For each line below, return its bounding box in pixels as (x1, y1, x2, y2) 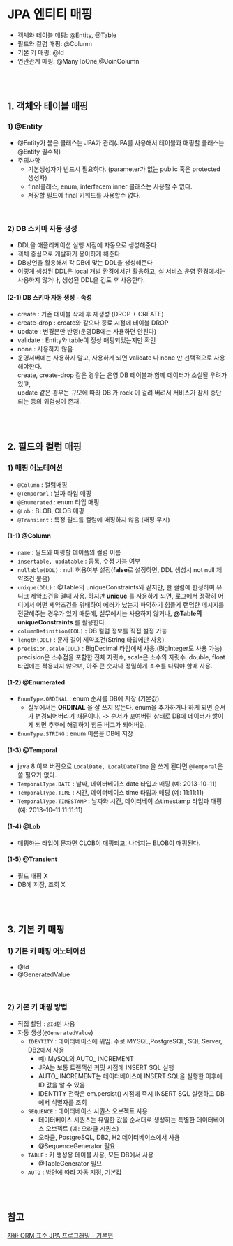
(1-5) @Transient (7, 855, 58, 863)
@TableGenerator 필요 (38, 1159, 103, 1167)
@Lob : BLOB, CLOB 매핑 (17, 506, 85, 515)
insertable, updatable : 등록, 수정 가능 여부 (17, 557, 141, 566)
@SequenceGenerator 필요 (38, 1141, 116, 1150)
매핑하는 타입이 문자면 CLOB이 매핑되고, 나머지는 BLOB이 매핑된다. (17, 839, 201, 847)
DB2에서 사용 (27, 1046, 65, 1054)
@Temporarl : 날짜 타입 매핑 (17, 489, 92, 497)
